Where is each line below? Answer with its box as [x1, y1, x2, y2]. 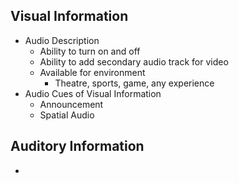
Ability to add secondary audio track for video [39, 55, 229, 68]
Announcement [39, 98, 104, 110]
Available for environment [39, 66, 146, 78]
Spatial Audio [39, 109, 95, 121]
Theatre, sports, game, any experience [54, 77, 215, 89]
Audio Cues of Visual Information [24, 87, 162, 99]
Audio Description [24, 34, 100, 46]
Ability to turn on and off [39, 45, 141, 57]
